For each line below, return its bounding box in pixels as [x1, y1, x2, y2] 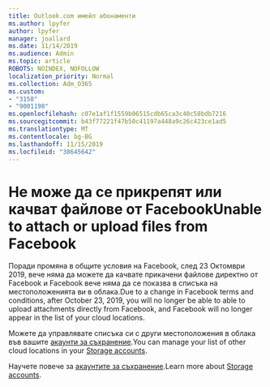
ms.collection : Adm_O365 [8, 80, 92, 88]
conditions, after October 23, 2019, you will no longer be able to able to [8, 295, 246, 305]
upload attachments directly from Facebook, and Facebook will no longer [8, 304, 253, 314]
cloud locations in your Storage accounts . [8, 346, 148, 355]
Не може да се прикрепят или [8, 183, 222, 201]
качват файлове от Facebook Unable [8, 200, 262, 218]
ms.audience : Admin [8, 49, 75, 58]
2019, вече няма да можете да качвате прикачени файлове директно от [8, 269, 258, 280]
